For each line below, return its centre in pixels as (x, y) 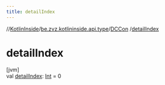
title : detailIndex (31, 12)
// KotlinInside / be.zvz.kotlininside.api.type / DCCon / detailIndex (83, 29)
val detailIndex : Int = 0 (34, 76)
